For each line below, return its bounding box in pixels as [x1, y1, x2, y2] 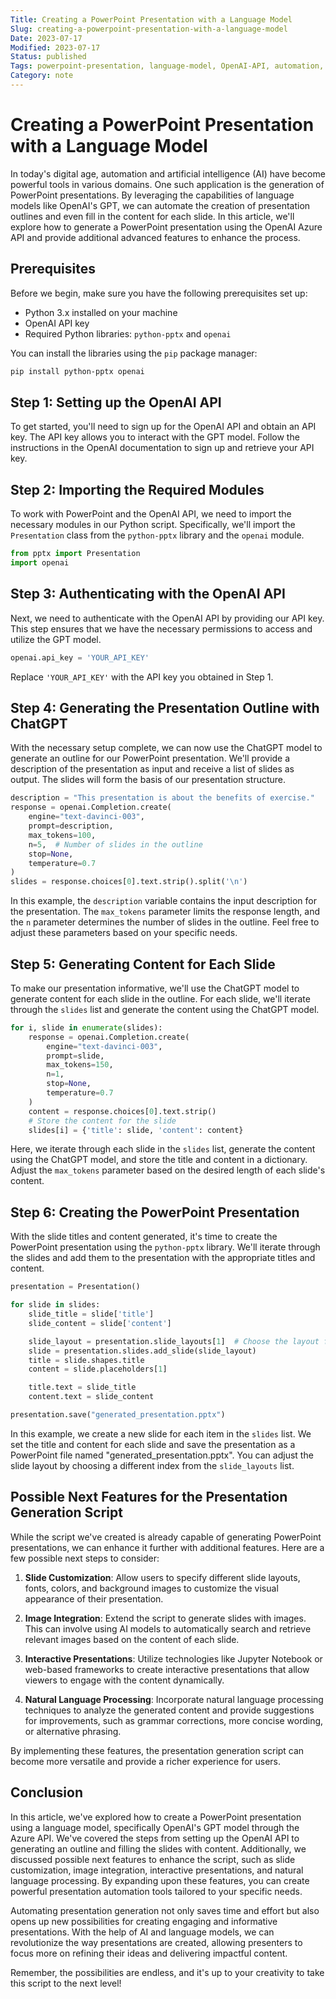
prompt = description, [28, 821, 114, 831]
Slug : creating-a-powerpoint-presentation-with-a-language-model [10, 24, 288, 34]
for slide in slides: [10, 1300, 101, 1310]
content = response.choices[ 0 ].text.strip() [28, 1106, 217, 1116]
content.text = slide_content [28, 1392, 155, 1402]
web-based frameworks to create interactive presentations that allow [24, 1663, 310, 1675]
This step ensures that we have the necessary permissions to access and [10, 622, 313, 635]
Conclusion [10, 1784, 84, 1801]
